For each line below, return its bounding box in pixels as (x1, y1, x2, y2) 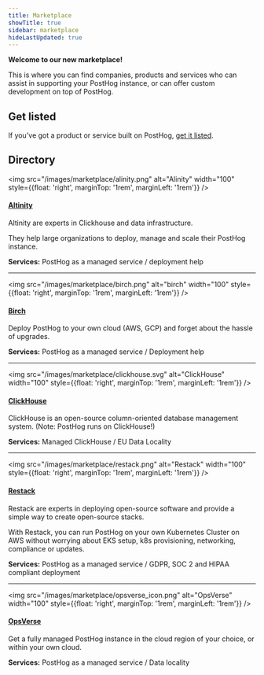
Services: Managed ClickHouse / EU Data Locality (8, 437, 171, 447)
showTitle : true (8, 19, 61, 27)
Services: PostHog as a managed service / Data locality (8, 658, 190, 667)
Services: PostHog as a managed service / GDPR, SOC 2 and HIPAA (8, 559, 230, 569)
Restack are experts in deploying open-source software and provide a (8, 503, 235, 513)
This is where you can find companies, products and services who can (8, 70, 237, 79)
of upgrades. (8, 332, 50, 341)
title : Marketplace (8, 11, 72, 20)
